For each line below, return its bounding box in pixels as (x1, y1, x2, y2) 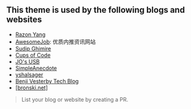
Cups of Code (15, 51, 51, 59)
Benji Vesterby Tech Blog (15, 77, 79, 85)
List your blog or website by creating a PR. (21, 96, 129, 103)
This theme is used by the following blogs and (6, 5, 185, 15)
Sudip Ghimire (15, 45, 51, 52)
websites (6, 15, 42, 25)
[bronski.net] (15, 84, 48, 91)
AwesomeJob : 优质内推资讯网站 (15, 38, 96, 45)
